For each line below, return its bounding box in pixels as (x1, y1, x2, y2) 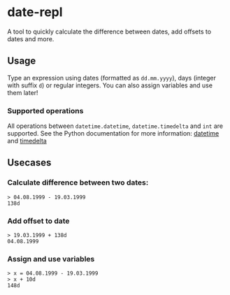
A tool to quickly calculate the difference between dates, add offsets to (7, 27, 212, 36)
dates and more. (7, 34, 55, 43)
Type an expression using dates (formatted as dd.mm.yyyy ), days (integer (7, 73, 217, 82)
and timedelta (7, 137, 47, 145)
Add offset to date (7, 216, 70, 226)
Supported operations (7, 106, 84, 115)
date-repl (7, 4, 63, 20)
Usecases (7, 157, 52, 168)
